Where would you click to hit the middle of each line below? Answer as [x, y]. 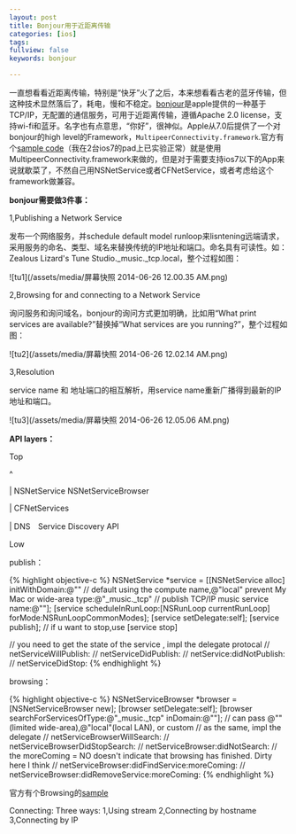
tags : [19, 42]
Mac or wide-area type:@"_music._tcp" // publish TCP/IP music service [139, 599]
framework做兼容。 [45, 181]
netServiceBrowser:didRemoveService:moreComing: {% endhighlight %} [142, 775]
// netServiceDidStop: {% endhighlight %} [85, 663]
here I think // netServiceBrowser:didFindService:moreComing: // [127, 765]
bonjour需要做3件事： [49, 200]
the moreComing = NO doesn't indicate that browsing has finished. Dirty [140, 756]
